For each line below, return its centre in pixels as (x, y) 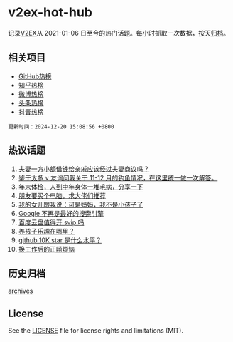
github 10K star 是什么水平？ (60, 240)
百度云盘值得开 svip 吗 (51, 222)
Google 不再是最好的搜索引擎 (61, 213)
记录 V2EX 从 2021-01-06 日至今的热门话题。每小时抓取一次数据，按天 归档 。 (119, 33)
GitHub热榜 (35, 76)
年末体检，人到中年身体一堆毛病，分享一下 (81, 187)
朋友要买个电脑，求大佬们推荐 (62, 195)
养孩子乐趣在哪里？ (47, 231)
